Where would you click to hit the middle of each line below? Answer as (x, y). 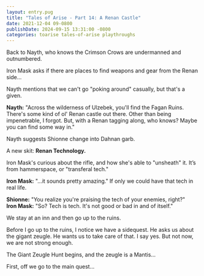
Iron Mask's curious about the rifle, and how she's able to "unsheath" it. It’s (101, 163)
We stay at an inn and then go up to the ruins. (64, 218)
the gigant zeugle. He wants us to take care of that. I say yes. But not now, (100, 236)
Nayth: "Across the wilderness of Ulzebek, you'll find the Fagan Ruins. (95, 107)
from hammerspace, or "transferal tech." (58, 169)
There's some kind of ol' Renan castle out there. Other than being (89, 114)
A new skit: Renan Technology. (46, 151)
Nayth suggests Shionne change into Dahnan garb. (71, 139)
